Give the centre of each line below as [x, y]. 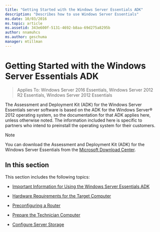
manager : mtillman [24, 42]
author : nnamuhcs [23, 32]
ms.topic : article [24, 23]
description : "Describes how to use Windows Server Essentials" [72, 14]
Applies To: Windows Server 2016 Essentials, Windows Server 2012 [85, 90]
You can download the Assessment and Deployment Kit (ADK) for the [75, 144]
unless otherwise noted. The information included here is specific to [74, 120]
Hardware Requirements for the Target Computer [62, 196]
